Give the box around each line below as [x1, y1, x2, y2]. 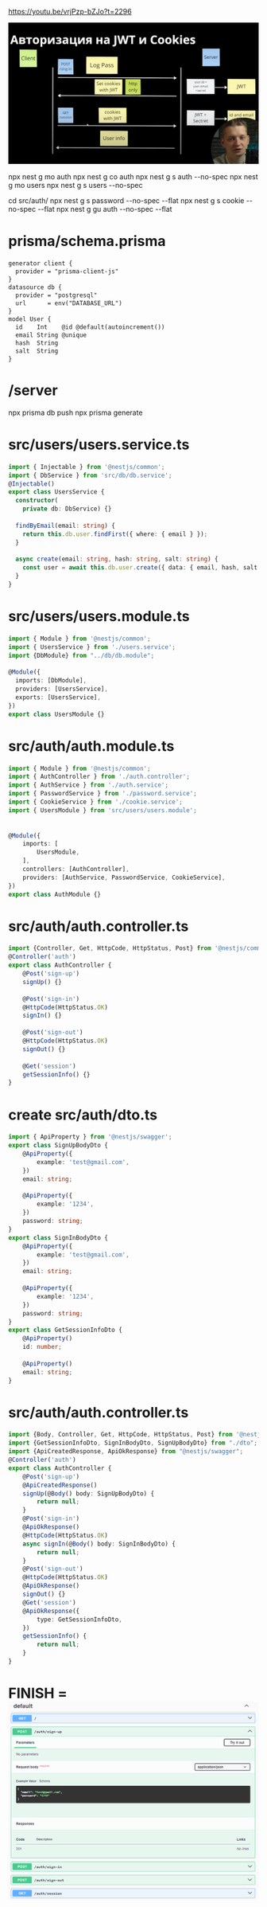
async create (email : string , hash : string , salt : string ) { [15, 555, 219, 564]
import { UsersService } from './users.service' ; [8, 643, 176, 651]
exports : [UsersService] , [15, 693, 102, 701]
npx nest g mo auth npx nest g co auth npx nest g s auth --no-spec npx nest [8, 171, 258, 182]
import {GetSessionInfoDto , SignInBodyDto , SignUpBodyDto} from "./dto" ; [8, 1439, 258, 1448]
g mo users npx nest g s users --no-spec [8, 180, 143, 190]
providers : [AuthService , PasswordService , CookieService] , [22, 873, 226, 881]
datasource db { [8, 283, 62, 291]
